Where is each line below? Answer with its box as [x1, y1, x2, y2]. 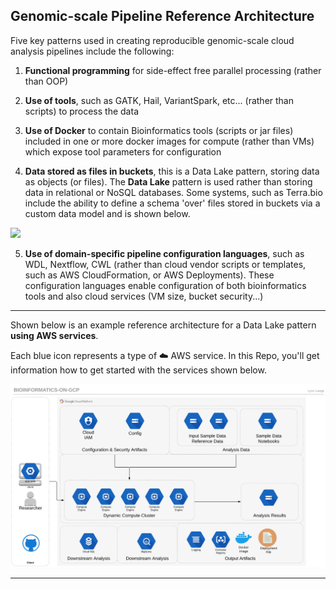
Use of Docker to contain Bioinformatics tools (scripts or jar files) [24, 124, 294, 136]
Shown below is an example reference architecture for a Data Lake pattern [10, 319, 317, 331]
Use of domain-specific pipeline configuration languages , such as [24, 247, 305, 259]
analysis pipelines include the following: [10, 45, 175, 57]
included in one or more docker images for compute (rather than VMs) [24, 135, 315, 147]
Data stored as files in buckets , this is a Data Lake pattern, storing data [24, 165, 320, 177]
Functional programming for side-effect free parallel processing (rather [24, 64, 322, 76]
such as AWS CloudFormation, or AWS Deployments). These [24, 269, 275, 281]
